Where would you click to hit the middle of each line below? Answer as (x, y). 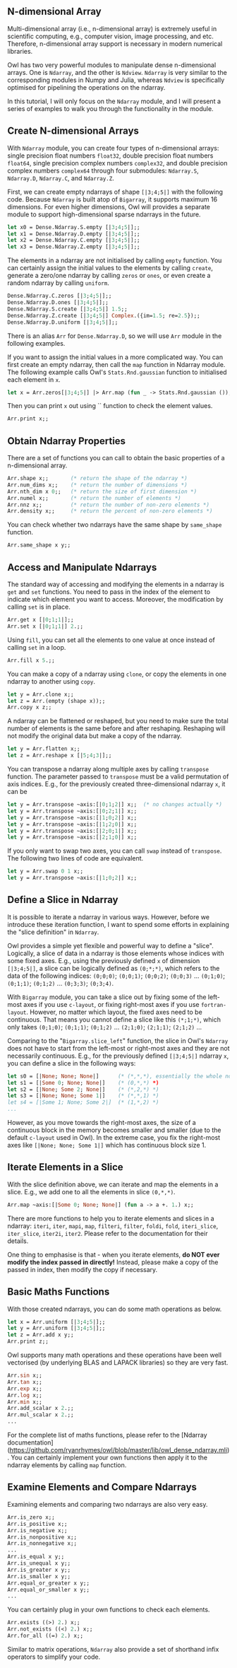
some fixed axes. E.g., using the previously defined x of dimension (104, 960)
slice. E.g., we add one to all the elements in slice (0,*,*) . (91, 1191)
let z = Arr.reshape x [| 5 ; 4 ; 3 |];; (60, 756)
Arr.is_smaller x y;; (39, 1576)
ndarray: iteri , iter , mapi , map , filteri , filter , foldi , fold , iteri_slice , (113, 1225)
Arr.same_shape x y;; (39, 545)
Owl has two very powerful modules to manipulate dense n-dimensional (112, 65)
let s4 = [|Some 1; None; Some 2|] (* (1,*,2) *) (83, 1102)
